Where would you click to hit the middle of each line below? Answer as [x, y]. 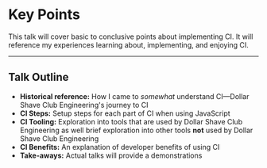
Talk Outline [39, 77]
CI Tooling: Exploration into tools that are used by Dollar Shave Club [131, 121]
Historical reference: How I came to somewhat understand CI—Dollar [134, 96]
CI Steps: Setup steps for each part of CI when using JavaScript [125, 113]
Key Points [44, 15]
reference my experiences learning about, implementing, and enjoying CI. [128, 44]
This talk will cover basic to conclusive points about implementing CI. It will [131, 36]
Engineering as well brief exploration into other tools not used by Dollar [136, 130]
